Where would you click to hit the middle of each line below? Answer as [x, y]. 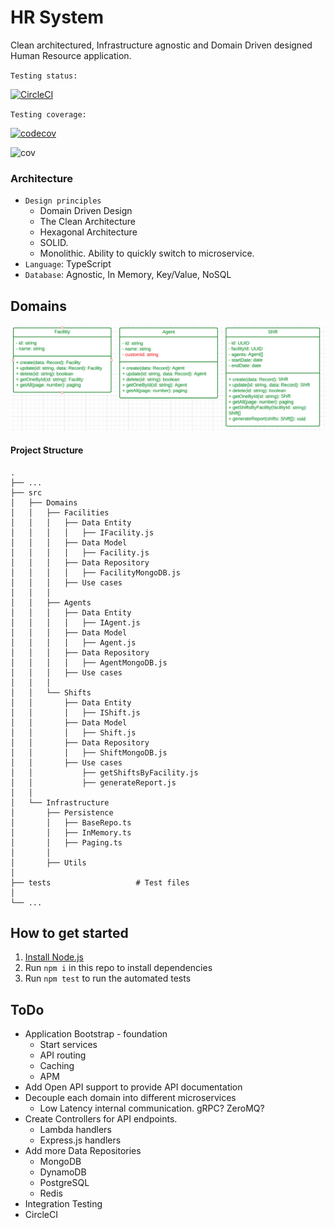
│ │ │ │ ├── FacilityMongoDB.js [96, 572]
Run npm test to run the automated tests [108, 978]
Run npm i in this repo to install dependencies [118, 968]
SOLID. [54, 243]
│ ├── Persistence [62, 812]
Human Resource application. [71, 55]
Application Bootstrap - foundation [96, 1034]
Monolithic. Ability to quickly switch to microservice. [147, 253]
